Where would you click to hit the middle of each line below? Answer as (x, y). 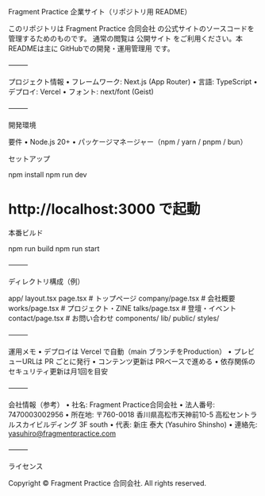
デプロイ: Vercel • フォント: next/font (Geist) (81, 91)
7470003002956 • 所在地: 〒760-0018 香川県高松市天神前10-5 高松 (119, 414)
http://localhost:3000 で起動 (104, 209)
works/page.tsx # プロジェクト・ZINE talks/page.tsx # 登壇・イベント (122, 308)
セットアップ (29, 159)
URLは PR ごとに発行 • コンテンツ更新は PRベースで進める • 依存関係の (138, 361)
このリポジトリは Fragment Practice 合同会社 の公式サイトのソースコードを (132, 29)
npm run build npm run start (54, 248)
